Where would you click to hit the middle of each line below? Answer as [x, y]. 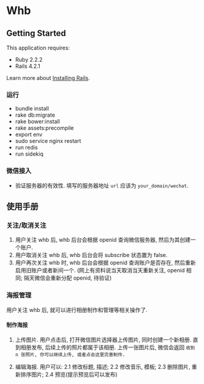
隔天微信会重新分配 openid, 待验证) [68, 278]
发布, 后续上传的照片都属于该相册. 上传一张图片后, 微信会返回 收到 [113, 347]
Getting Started [36, 33]
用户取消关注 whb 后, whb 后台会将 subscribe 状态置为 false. [91, 255]
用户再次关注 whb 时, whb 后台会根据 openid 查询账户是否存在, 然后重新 [105, 263]
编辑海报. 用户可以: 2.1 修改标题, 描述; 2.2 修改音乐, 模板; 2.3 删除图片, [103, 366]
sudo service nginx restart [48, 141]
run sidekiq [29, 154]
